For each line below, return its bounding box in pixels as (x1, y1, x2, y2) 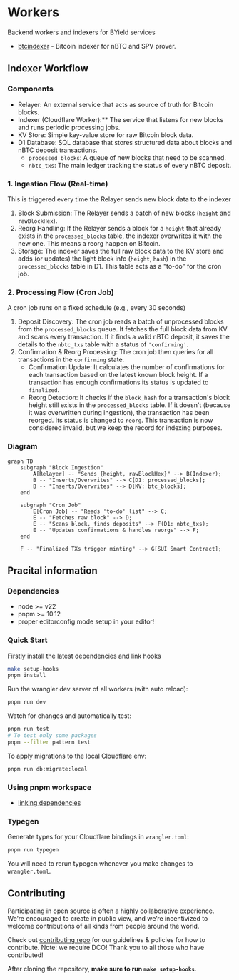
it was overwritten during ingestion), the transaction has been (28, 409, 210, 417)
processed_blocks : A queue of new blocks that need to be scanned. (28, 153, 227, 161)
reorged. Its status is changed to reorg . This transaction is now (28, 416, 213, 425)
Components (7, 84, 54, 94)
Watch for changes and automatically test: (7, 711, 132, 720)
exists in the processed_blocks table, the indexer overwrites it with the (17, 231, 223, 240)
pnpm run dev (7, 699, 46, 706)
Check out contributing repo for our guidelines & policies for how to (7, 935, 205, 944)
